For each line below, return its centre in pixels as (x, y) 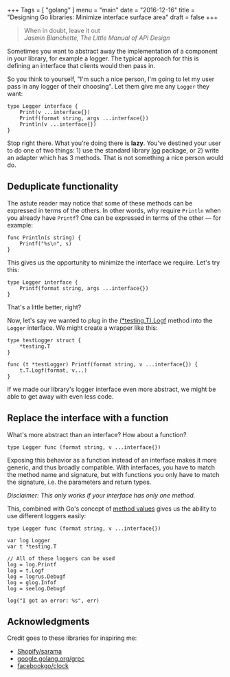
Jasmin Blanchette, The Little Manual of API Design (97, 38)
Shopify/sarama (39, 652)
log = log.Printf (32, 564)
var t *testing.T (32, 546)
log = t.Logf (26, 570)
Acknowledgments (49, 622)
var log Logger (29, 540)
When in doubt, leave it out (62, 31)
